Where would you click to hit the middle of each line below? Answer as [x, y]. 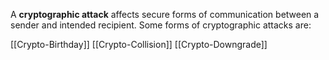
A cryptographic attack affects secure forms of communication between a [165, 14]
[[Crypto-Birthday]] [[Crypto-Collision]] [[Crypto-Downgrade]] [139, 44]
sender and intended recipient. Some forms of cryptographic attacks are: [161, 25]
